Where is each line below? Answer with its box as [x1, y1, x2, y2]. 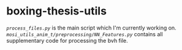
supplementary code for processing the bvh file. [6, 37, 129, 44]
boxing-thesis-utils [6, 4, 107, 18]
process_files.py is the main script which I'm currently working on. [6, 24, 176, 31]
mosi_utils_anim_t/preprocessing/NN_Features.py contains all [6, 30, 164, 37]
